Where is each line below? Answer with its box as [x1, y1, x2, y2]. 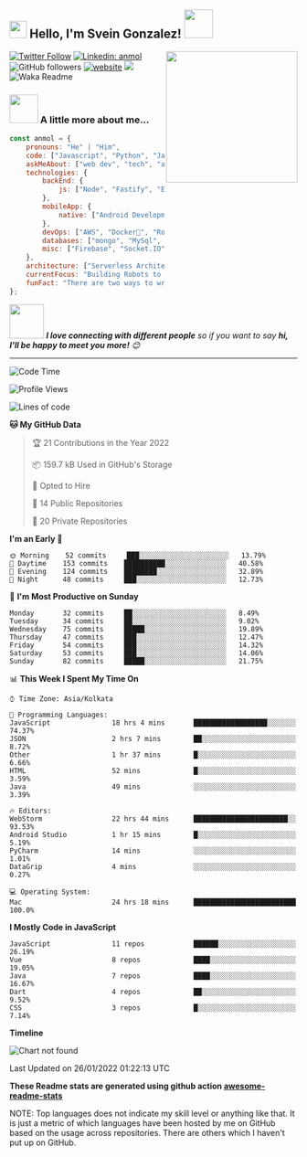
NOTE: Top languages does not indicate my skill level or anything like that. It [9, 1108, 295, 1119]
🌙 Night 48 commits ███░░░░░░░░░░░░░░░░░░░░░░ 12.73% [9, 575, 263, 584]
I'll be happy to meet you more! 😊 [9, 339, 141, 350]
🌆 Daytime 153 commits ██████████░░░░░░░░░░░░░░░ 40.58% [9, 558, 263, 568]
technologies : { [26, 168, 89, 177]
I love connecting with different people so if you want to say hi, [45, 330, 289, 341]
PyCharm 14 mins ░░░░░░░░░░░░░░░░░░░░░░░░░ [9, 846, 297, 855]
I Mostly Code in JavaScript [9, 921, 117, 932]
